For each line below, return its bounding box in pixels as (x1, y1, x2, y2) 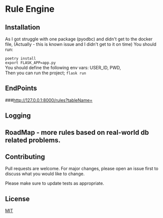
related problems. (5, 136, 61, 144)
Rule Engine (5, 3, 55, 15)
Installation (5, 23, 40, 31)
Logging (5, 112, 31, 120)
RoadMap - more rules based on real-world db (5, 128, 149, 136)
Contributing (5, 153, 45, 161)
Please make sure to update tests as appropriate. (5, 181, 105, 187)
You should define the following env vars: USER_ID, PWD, (5, 65, 121, 70)
